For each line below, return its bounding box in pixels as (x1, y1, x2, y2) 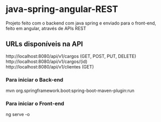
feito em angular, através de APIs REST (6, 25, 87, 31)
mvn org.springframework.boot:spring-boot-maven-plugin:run (6, 87, 134, 93)
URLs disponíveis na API (6, 40, 83, 48)
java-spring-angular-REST (6, 3, 118, 15)
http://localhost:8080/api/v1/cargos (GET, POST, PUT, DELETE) (6, 53, 136, 59)
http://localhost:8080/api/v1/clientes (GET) (6, 63, 94, 69)
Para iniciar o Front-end (6, 100, 65, 107)
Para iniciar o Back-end (6, 76, 64, 83)
